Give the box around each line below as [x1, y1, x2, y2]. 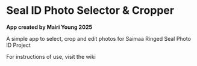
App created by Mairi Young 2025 [6, 23, 92, 31]
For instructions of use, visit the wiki [6, 53, 96, 60]
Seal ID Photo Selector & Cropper [6, 4, 175, 17]
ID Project [6, 41, 31, 49]
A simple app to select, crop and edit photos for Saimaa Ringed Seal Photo [6, 35, 192, 42]
